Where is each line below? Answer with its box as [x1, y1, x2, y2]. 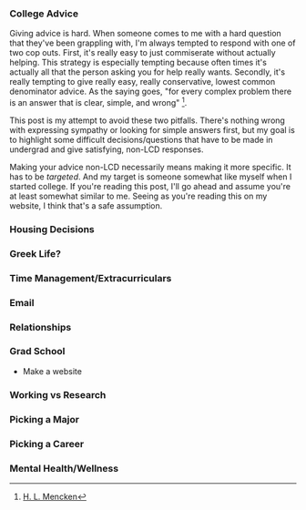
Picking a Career [9, 437, 85, 450]
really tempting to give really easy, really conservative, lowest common [9, 76, 276, 87]
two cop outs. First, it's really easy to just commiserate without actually [9, 47, 276, 58]
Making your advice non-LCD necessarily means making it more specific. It [9, 161, 291, 172]
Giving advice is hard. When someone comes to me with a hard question [9, 28, 282, 39]
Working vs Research [9, 388, 107, 401]
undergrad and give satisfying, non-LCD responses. [9, 144, 204, 155]
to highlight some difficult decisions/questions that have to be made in [9, 134, 273, 145]
